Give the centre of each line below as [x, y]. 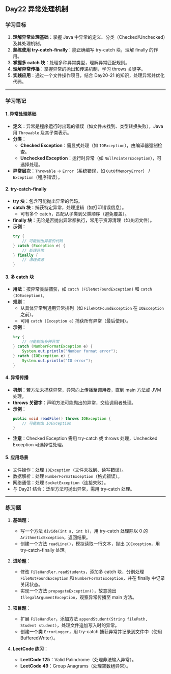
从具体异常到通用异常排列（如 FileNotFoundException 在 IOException [92, 308]
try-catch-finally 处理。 [45, 550]
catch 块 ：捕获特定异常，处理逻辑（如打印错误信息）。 [69, 207]
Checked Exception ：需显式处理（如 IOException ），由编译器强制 [89, 145]
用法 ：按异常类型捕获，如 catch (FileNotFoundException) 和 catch [82, 289]
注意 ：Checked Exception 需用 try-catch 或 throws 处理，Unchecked [85, 438]
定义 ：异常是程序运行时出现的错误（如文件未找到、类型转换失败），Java [88, 126]
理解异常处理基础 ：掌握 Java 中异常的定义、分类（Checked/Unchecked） [89, 37]
